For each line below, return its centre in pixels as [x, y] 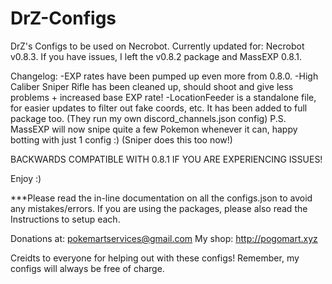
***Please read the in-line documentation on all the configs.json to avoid [161, 198]
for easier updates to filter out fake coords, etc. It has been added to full [159, 108]
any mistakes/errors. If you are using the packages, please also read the [159, 208]
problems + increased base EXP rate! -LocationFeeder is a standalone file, [163, 97]
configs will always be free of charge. [87, 268]
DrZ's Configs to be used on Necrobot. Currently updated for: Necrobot [157, 46]
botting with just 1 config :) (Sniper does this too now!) [121, 139]
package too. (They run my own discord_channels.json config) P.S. [148, 118]
